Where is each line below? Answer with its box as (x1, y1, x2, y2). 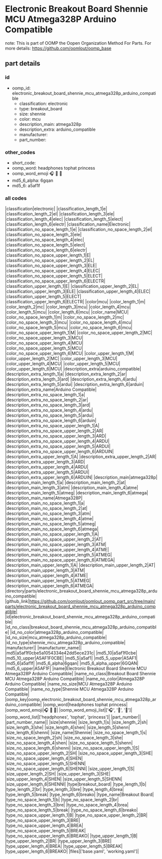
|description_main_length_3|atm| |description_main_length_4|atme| (5, 485, 139, 491)
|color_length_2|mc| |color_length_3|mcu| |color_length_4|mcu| (5, 304, 131, 310)
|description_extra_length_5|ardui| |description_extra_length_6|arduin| (5, 382, 144, 387)
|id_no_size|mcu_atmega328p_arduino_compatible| (5, 634, 107, 640)
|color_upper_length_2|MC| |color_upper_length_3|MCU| (5, 356, 118, 362)
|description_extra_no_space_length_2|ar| (5, 397, 88, 403)
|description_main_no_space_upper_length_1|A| (5, 531, 99, 537)
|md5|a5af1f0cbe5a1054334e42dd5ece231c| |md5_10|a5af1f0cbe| (5, 650, 138, 656)
